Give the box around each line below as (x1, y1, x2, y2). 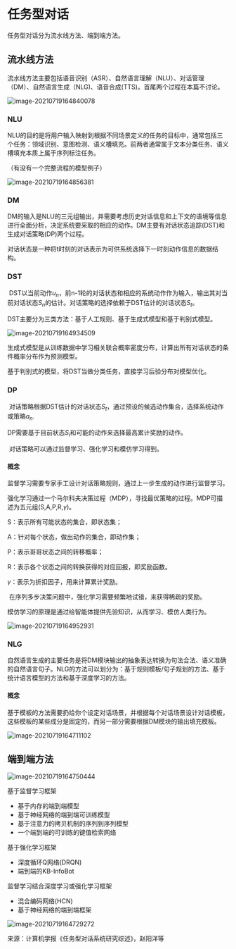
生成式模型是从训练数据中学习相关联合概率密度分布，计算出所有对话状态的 (7, 343, 223, 352)
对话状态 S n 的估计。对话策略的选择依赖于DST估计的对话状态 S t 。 (13, 299, 199, 309)
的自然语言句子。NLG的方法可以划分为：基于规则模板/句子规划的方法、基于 (7, 665, 225, 674)
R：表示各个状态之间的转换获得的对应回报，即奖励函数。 (7, 563, 172, 571)
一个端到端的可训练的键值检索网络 (17, 829, 117, 837)
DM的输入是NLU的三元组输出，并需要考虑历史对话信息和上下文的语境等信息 (7, 212, 227, 221)
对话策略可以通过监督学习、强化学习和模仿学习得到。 (8, 445, 163, 453)
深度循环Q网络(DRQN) (17, 858, 82, 867)
